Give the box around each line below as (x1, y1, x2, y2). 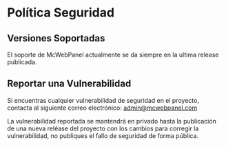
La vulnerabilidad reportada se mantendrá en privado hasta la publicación (7, 117, 217, 125)
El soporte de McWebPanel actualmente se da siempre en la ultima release (7, 50, 219, 59)
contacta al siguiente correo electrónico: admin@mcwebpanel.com (7, 104, 198, 112)
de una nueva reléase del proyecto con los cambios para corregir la (7, 124, 199, 133)
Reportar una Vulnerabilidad (7, 78, 132, 90)
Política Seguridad (7, 5, 115, 21)
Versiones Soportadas (7, 32, 105, 44)
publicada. (7, 58, 37, 66)
